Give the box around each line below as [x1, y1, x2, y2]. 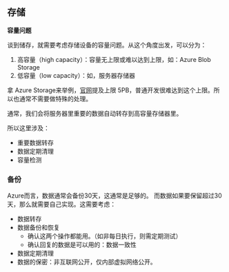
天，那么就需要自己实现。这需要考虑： [7, 200, 116, 209]
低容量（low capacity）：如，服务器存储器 [17, 71, 136, 79]
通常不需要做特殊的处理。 [19, 94, 92, 103]
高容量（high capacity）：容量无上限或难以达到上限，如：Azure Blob [17, 55, 212, 63]
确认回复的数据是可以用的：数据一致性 [27, 240, 137, 249]
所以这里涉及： [7, 123, 50, 132]
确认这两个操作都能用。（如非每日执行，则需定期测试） [27, 232, 182, 240]
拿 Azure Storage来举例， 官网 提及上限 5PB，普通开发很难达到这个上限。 [7, 85, 214, 94]
